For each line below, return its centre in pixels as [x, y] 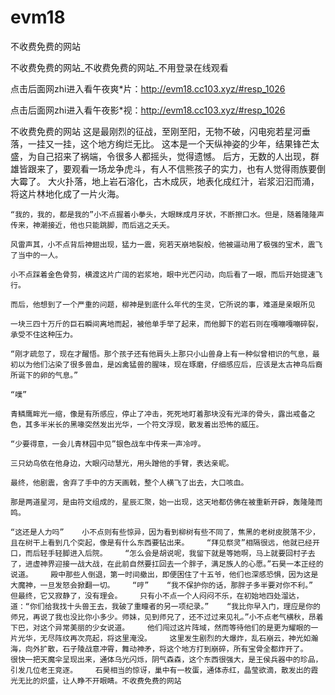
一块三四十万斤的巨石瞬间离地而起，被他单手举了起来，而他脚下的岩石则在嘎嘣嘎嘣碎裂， [166, 324]
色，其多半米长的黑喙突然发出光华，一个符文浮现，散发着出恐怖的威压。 [137, 424]
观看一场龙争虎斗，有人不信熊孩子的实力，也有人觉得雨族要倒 [198, 168]
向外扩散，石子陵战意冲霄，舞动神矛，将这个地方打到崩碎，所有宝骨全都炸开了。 [166, 649]
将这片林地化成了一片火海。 [67, 193]
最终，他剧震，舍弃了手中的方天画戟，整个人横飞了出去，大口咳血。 [129, 482]
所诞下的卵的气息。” [44, 375]
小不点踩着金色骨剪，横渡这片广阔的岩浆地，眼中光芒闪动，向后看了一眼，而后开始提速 [163, 274]
